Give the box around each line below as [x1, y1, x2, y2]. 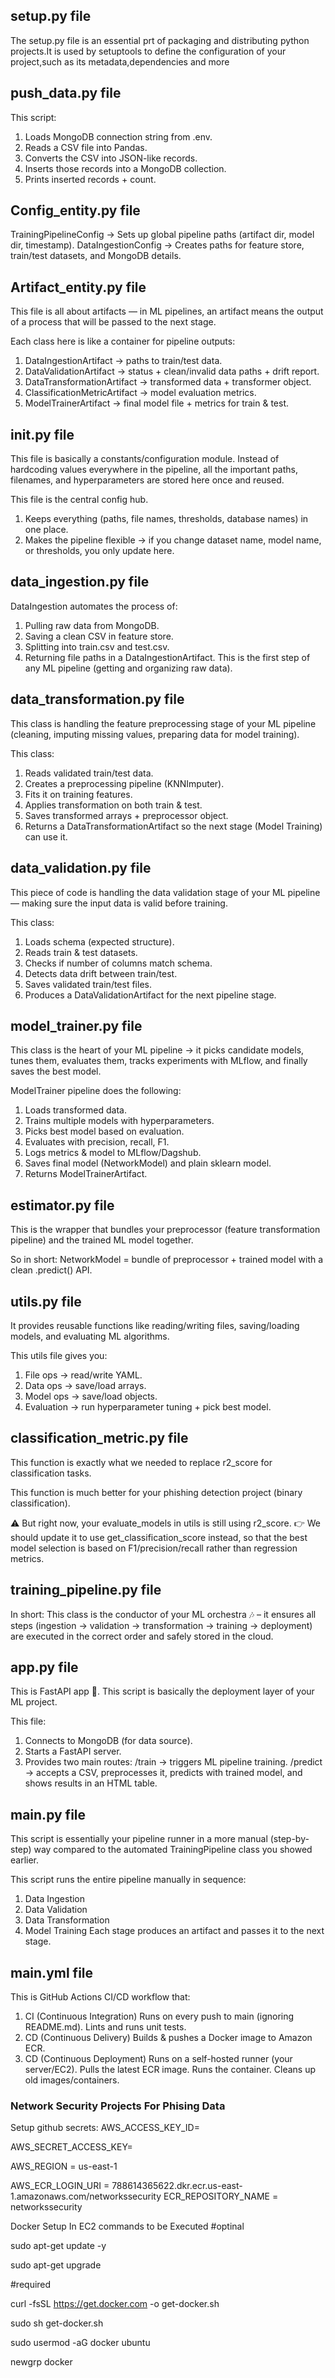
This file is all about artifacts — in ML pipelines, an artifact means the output [10, 305, 324, 318]
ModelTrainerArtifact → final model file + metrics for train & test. [24, 397, 290, 409]
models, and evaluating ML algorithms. [10, 1330, 170, 1342]
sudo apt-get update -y [10, 2240, 107, 2252]
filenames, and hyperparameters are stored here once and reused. [10, 474, 285, 486]
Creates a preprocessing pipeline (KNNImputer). [24, 777, 225, 789]
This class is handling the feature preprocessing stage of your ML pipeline [10, 717, 317, 729]
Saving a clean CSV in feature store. [24, 630, 174, 642]
